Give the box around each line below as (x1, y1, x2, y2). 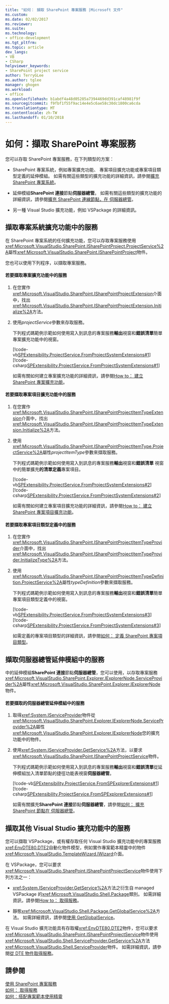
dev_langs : (5, 49, 28, 54)
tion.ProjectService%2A (12, 580, 62, 586)
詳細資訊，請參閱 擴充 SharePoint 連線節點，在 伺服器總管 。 (12, 196, 136, 202)
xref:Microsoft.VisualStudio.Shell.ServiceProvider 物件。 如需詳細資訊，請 (5, 944, 157, 950)
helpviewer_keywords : (5, 63, 51, 68)
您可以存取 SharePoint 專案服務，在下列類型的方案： (5, 156, 114, 162)
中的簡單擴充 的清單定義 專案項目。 (12, 466, 83, 472)
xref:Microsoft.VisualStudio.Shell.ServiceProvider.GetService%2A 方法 (5, 938, 150, 944)
